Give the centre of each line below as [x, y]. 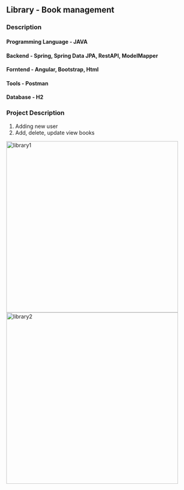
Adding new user [36, 126]
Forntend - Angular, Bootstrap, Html [53, 70]
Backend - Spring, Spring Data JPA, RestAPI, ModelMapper [82, 55]
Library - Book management [60, 10]
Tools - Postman [27, 83]
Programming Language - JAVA [47, 41]
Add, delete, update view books [55, 132]
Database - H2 [25, 97]
